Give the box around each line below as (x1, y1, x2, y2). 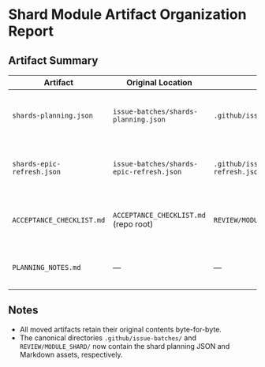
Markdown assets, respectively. (19, 350, 123, 359)
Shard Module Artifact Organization (8, 6, 247, 24)
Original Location (125, 77, 192, 88)
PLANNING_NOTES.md (12, 263, 81, 272)
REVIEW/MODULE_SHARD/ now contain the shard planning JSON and (19, 341, 230, 350)
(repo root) (113, 219, 154, 230)
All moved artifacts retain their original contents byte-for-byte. (19, 324, 222, 334)
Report (8, 22, 54, 40)
